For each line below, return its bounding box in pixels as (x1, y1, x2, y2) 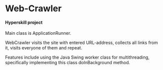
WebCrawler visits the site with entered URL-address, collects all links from (5, 40, 158, 46)
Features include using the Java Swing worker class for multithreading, (5, 54, 150, 60)
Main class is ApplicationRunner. (5, 30, 72, 36)
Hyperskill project (5, 19, 43, 25)
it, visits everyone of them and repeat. (5, 45, 82, 51)
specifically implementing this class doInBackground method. (5, 60, 130, 66)
